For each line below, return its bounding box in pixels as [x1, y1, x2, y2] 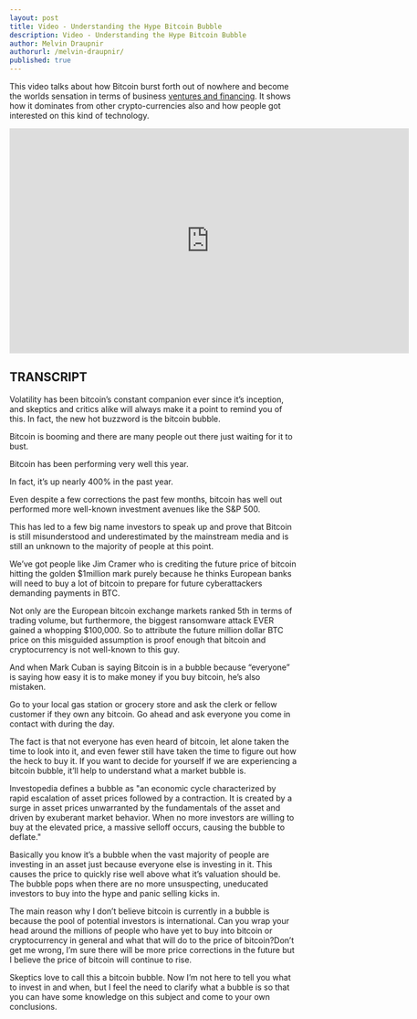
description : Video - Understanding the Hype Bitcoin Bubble [9, 30, 247, 39]
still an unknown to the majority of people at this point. [9, 540, 214, 551]
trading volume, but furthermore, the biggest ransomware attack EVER [9, 614, 275, 626]
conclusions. [9, 1001, 57, 1012]
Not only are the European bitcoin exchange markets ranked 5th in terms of [9, 605, 293, 616]
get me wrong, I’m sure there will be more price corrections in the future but [9, 944, 295, 955]
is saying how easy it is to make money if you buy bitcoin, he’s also [9, 671, 261, 682]
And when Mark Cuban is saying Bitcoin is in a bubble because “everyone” [9, 662, 290, 673]
